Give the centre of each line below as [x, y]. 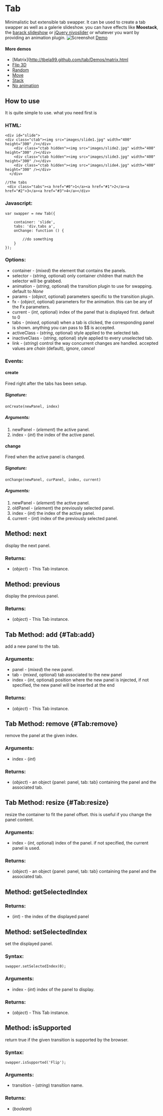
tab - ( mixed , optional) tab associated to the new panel [67, 675]
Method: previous [33, 584]
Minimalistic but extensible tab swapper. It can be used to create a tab [75, 22]
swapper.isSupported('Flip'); [36, 1062]
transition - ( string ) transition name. [48, 1085]
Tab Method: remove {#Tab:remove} [62, 724]
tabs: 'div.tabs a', [35, 226]
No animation [25, 85]
